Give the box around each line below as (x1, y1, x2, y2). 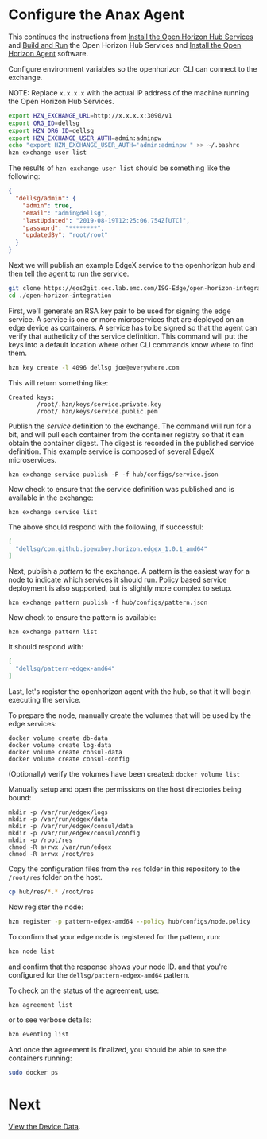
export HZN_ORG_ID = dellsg (8, 126, 94, 134)
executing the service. (8, 695, 81, 704)
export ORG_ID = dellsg (8, 119, 80, 127)
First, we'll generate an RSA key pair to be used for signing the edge (8, 306, 232, 316)
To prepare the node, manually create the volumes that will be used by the (8, 710, 252, 720)
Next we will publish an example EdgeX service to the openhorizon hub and (8, 261, 256, 270)
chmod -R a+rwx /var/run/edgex (8, 843, 112, 851)
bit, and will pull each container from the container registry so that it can (8, 429, 245, 439)
